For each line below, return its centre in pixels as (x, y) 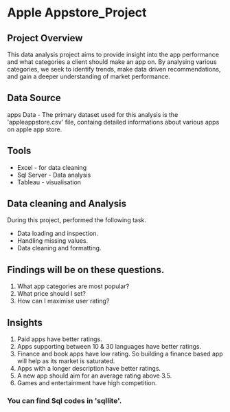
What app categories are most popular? (73, 286)
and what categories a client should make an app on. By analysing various (112, 62)
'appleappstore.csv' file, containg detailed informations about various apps (113, 122)
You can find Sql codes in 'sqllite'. (65, 400)
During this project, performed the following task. (77, 220)
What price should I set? (51, 294)
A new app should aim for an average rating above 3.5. (94, 376)
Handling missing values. (53, 241)
